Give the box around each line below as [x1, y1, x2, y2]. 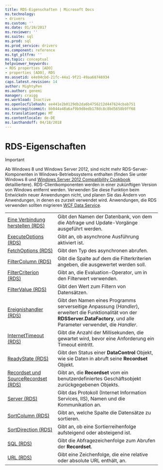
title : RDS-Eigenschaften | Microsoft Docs [5, 7, 95, 12]
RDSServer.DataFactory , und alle [57, 315, 134, 322]
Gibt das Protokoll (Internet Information [57, 389, 147, 396]
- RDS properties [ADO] [5, 66, 53, 71]
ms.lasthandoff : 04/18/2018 [5, 120, 62, 125]
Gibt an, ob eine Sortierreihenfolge [57, 423, 136, 430]
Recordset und [7, 369, 41, 376]
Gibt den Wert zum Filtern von [57, 283, 126, 290]
